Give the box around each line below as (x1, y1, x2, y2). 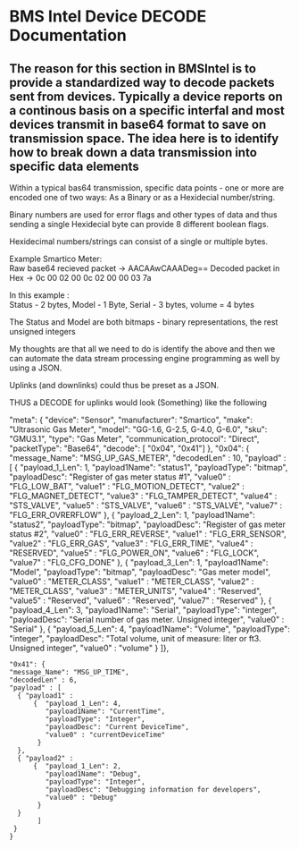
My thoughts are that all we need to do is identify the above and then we (9, 344, 276, 354)
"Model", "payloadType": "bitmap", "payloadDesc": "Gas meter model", (9, 566, 270, 577)
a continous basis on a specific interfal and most (9, 103, 286, 118)
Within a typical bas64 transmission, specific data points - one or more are (9, 183, 284, 193)
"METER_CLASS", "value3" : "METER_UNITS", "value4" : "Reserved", (9, 586, 262, 596)
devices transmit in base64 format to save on (9, 116, 267, 132)
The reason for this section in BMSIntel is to (9, 61, 257, 76)
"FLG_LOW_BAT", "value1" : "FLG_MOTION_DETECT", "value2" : (9, 481, 245, 491)
